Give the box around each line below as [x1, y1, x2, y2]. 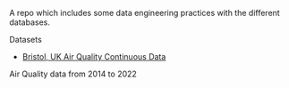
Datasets [9, 35, 42, 44]
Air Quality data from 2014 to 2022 [9, 68, 137, 79]
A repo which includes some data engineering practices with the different [9, 8, 280, 18]
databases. [9, 17, 51, 28]
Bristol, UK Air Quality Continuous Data [21, 52, 166, 61]
